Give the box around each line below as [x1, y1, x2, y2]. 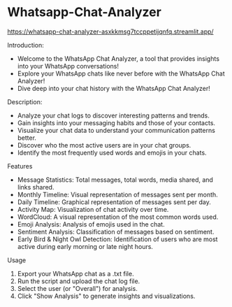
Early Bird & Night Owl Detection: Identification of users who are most [17, 235, 218, 243]
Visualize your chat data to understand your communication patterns [17, 126, 215, 134]
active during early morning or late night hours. [17, 242, 154, 250]
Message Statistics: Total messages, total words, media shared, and [17, 176, 213, 184]
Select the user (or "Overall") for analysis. [17, 284, 138, 292]
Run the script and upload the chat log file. [17, 277, 140, 285]
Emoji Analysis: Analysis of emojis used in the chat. [17, 220, 166, 228]
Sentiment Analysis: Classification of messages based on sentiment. [17, 227, 215, 236]
